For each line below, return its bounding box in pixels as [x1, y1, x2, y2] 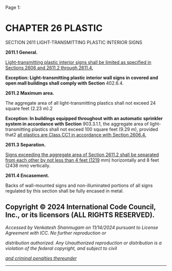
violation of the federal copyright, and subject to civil [5, 245, 117, 251]
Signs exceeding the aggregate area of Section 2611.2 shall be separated [5, 151, 159, 158]
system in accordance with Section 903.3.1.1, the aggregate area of [5, 121, 149, 127]
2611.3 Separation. [5, 141, 46, 148]
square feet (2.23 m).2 [5, 105, 53, 111]
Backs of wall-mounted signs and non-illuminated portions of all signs [5, 182, 153, 188]
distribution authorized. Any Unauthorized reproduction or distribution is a [5, 240, 162, 246]
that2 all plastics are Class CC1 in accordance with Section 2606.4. [5, 131, 147, 138]
